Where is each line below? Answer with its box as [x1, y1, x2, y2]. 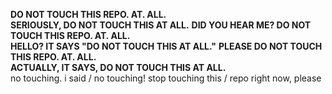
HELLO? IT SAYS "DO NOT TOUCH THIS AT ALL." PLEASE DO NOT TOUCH [10, 40, 323, 52]
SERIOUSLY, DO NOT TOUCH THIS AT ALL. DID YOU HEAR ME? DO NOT [10, 19, 312, 31]
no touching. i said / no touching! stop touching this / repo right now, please [10, 72, 322, 84]
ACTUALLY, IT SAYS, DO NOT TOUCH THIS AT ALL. [10, 62, 227, 73]
